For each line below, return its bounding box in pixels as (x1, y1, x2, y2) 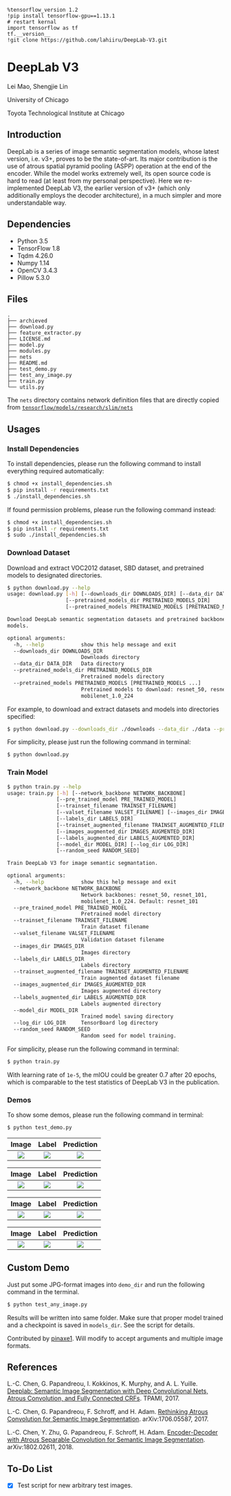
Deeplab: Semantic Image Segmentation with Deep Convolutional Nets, (7, 1387, 208, 1395)
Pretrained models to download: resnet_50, (80, 686, 208, 693)
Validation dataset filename (80, 936, 165, 943)
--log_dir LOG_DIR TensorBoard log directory (13, 1020, 158, 1027)
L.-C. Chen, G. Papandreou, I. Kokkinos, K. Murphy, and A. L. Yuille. (7, 1380, 198, 1388)
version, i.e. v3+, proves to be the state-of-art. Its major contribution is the (7, 154, 218, 163)
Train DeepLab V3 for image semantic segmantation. (7, 860, 158, 867)
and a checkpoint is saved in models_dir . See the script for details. (7, 1320, 195, 1329)
